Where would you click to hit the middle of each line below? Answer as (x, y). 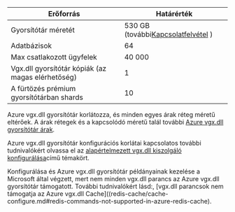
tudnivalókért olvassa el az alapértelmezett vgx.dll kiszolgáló (94, 150)
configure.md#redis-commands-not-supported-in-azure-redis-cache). (109, 201)
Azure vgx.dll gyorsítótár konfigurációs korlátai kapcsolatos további (104, 143)
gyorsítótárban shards (47, 97)
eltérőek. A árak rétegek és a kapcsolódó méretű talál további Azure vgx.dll (115, 122)
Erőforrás (64, 14)
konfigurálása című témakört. (48, 158)
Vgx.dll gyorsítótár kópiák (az (59, 68)
